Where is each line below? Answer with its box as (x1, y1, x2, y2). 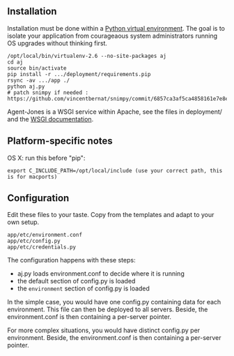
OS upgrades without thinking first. (7, 38, 108, 47)
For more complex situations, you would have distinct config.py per (7, 326, 201, 334)
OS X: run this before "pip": (7, 154, 86, 162)
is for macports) (7, 173, 58, 180)
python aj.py (7, 83, 45, 90)
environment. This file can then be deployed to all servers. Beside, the (7, 305, 208, 313)
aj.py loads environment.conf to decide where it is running (17, 269, 185, 278)
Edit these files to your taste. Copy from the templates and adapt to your (7, 211, 214, 219)
